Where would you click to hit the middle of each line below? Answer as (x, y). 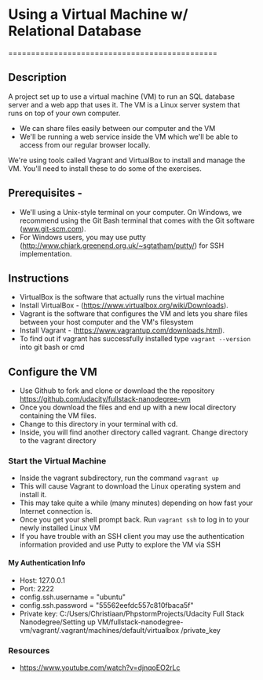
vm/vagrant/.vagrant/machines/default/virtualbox (99, 630)
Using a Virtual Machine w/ (98, 15)
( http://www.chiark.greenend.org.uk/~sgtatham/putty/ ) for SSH (122, 245)
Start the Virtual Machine (57, 461)
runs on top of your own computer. (64, 113)
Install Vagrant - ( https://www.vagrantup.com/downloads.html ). (122, 330)
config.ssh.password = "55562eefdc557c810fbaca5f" (106, 605)
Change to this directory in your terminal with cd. (99, 424)
